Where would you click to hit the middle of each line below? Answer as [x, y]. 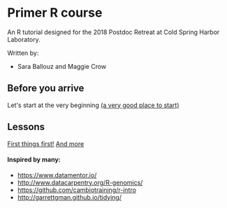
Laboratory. [24, 39]
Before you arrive [46, 88]
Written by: [23, 53]
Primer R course [55, 13]
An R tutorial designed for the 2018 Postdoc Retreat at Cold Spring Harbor [113, 32]
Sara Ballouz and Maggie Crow [62, 66]
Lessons [26, 127]
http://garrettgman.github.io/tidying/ [69, 197]
